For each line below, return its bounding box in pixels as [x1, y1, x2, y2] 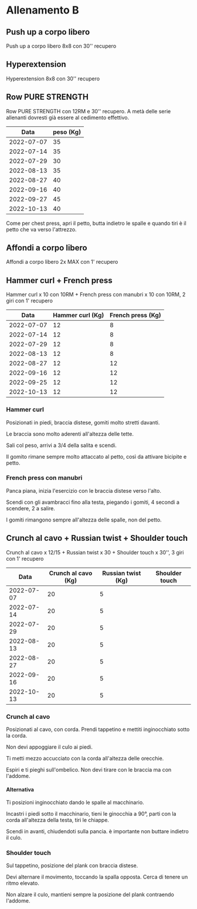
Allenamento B [6, 4, 79, 17]
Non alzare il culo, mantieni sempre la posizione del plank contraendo [6, 891, 174, 898]
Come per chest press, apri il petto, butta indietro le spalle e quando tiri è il [6, 220, 186, 227]
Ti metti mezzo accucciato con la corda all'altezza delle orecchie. [6, 755, 164, 762]
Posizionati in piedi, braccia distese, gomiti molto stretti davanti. [6, 419, 160, 426]
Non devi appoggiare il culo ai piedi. [6, 743, 93, 750]
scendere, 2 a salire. [6, 504, 56, 511]
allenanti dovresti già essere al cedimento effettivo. [6, 114, 130, 121]
